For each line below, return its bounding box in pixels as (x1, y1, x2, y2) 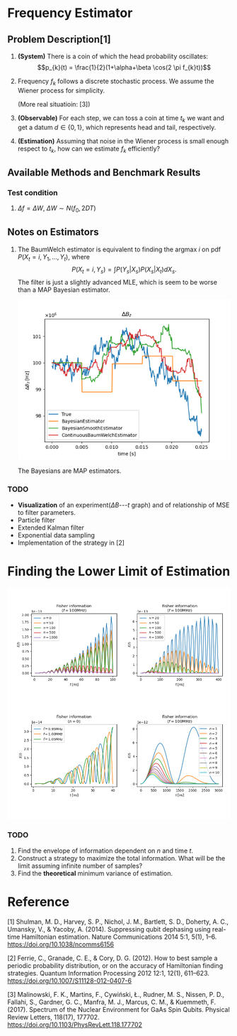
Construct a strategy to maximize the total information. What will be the (17, 854, 226, 862)
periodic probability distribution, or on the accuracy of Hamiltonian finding (7, 961, 224, 970)
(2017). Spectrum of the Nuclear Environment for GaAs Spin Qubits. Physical (7, 1005, 230, 1013)
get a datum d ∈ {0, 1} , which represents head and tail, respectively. (17, 123, 216, 131)
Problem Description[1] (7, 33, 111, 45)
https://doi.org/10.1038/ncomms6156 (7, 939, 115, 949)
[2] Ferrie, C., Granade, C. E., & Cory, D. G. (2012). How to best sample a (7, 954, 218, 962)
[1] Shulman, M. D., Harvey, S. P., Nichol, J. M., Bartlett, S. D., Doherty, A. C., (7, 917, 229, 926)
